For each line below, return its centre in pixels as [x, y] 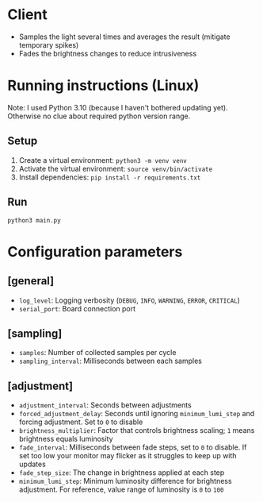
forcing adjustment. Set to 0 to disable [81, 422]
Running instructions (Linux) [103, 86]
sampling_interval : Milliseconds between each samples [111, 361]
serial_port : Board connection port [77, 308]
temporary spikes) [49, 44]
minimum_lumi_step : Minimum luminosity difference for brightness [125, 481]
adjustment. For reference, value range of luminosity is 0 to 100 [121, 489]
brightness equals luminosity [66, 439]
